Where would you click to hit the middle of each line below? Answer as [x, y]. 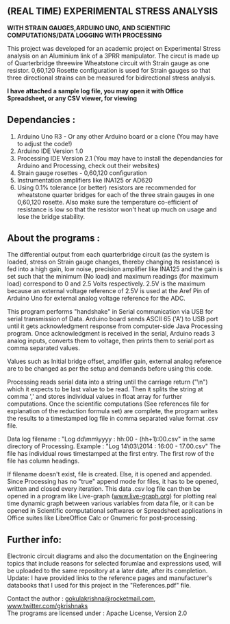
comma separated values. [44, 348]
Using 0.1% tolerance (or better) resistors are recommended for [106, 187]
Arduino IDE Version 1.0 [50, 151]
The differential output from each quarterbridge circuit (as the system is [108, 255]
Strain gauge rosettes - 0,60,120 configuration [82, 173]
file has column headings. [43, 461]
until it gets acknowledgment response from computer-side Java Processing [115, 326]
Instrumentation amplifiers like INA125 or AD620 [85, 180]
